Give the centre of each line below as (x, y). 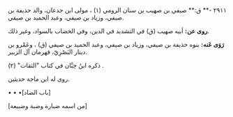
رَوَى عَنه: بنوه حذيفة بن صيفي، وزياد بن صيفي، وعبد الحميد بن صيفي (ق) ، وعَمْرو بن (116, 44)
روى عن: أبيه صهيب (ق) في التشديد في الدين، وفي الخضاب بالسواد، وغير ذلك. (109, 31)
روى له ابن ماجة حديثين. (39, 79)
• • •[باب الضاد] (29, 92)
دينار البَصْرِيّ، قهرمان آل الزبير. (48, 52)
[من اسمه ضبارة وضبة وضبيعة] (48, 106)
